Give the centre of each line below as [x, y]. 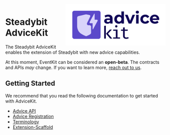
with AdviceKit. [21, 101]
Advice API [24, 111]
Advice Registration [33, 116]
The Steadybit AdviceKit [31, 47]
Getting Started [30, 83]
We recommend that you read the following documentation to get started [82, 95]
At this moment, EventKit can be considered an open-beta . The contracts [82, 62]
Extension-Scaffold [33, 127]
